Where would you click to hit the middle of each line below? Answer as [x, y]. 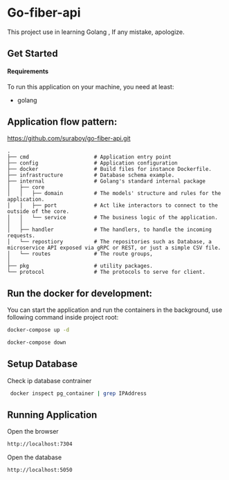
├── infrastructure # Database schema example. [91, 175]
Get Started [33, 54]
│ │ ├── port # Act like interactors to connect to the [112, 205]
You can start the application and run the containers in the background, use [115, 310]
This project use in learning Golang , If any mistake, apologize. [96, 32]
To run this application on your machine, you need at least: [91, 86]
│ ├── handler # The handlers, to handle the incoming [110, 230]
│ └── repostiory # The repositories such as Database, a [110, 242]
